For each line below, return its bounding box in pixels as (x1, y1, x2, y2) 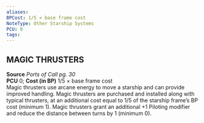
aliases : (6, 9, 29, 15)
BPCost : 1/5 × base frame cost (6, 15, 86, 21)
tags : (6, 32, 20, 38)
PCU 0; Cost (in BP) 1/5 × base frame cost (6, 77, 113, 84)
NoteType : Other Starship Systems (6, 20, 95, 26)
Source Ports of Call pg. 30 (6, 70, 76, 78)
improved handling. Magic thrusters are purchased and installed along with (6, 90, 195, 97)
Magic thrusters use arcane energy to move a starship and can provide (6, 83, 185, 91)
